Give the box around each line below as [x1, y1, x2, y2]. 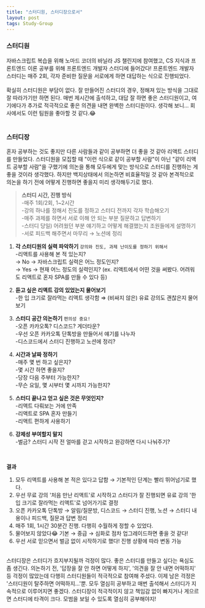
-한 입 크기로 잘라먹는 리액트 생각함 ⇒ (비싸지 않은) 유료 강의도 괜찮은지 [15, 294, 187, 301]
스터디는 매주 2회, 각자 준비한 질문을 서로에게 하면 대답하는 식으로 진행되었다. [6, 72, 191, 80]
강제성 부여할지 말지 [15, 430, 63, 438]
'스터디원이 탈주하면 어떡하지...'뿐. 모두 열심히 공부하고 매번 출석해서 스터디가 [6, 580, 190, 587]
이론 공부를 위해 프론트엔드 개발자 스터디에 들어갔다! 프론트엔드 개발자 [27, 64, 195, 72]
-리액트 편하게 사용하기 [15, 417, 70, 425]
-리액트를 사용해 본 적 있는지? [15, 250, 86, 257]
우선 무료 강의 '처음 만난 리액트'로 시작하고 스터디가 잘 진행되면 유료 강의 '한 [15, 491, 196, 498]
